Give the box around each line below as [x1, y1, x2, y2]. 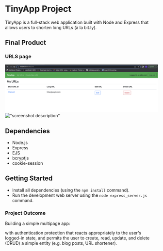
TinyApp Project [5, 3, 72, 15]
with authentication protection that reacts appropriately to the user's [5, 230, 142, 236]
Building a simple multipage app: [5, 220, 70, 226]
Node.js [12, 140, 28, 145]
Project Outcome [5, 209, 46, 216]
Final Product [5, 39, 46, 47]
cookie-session [12, 160, 43, 166]
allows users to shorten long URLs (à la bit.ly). [5, 24, 97, 30]
